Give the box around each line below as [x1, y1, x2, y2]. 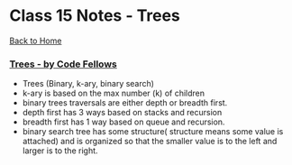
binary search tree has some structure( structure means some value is [22, 126, 284, 137]
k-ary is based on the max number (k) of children [22, 87, 205, 99]
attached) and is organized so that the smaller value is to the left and [22, 136, 278, 147]
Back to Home [9, 35, 62, 46]
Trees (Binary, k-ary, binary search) [22, 78, 155, 89]
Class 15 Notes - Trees [9, 5, 180, 26]
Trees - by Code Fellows [9, 58, 117, 70]
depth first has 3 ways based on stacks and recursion [22, 107, 223, 118]
